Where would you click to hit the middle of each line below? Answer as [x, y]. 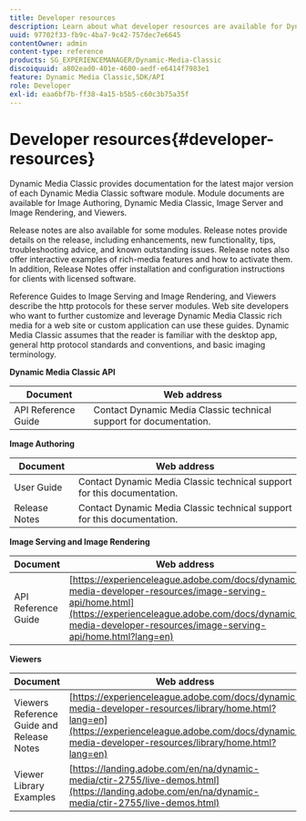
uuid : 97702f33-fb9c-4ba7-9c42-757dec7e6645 [95, 35]
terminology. [33, 354]
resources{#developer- [184, 139]
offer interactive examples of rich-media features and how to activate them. [151, 260]
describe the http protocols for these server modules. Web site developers [149, 306]
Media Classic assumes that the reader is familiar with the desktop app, [143, 335]
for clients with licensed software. [73, 279]
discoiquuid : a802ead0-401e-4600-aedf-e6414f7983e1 [109, 69]
